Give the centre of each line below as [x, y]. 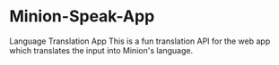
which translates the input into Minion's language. [101, 50]
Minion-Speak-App [82, 16]
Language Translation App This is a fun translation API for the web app [140, 41]
